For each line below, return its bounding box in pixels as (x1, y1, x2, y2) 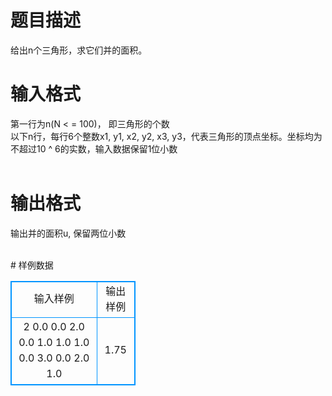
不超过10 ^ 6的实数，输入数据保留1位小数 (10, 142, 178, 155)
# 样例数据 (10, 259, 54, 271)
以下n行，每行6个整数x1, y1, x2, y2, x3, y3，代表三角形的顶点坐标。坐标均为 (10, 130, 323, 142)
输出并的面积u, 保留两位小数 (10, 227, 127, 239)
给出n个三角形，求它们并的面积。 (10, 44, 148, 56)
